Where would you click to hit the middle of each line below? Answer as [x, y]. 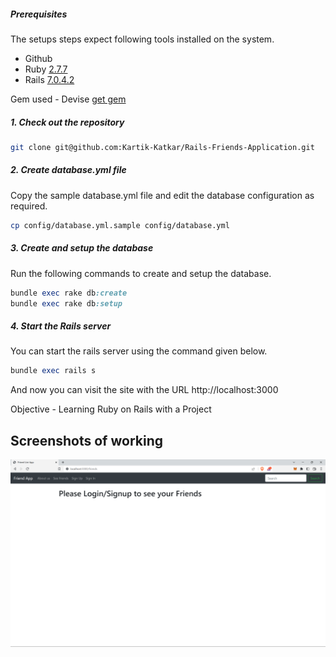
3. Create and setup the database [82, 248]
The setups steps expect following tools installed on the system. [142, 39]
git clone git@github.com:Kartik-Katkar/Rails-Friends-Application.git [162, 147]
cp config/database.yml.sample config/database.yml [120, 225]
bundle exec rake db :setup [66, 303]
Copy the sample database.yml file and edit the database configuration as [162, 195]
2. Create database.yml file [68, 170]
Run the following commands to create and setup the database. [141, 273]
